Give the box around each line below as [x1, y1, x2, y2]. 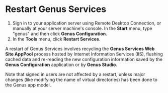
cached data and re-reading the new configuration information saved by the [5, 56, 162, 62]
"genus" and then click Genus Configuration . [12, 30, 107, 36]
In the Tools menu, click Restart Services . [12, 36, 101, 42]
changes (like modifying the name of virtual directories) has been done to [5, 76, 157, 82]
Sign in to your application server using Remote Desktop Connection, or [12, 20, 161, 26]
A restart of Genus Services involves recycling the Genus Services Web [5, 45, 155, 51]
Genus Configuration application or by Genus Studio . [5, 61, 117, 67]
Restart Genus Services [5, 3, 107, 15]
